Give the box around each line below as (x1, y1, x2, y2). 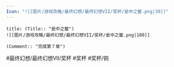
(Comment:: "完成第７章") (6, 43, 66, 49)
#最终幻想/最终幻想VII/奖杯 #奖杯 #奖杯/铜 (6, 54, 109, 62)
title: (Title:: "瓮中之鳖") (6, 26, 75, 32)
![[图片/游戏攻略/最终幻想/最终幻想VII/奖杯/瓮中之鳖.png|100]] (6, 32, 150, 38)
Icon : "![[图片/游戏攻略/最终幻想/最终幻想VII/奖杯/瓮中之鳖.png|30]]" (6, 8, 169, 15)
